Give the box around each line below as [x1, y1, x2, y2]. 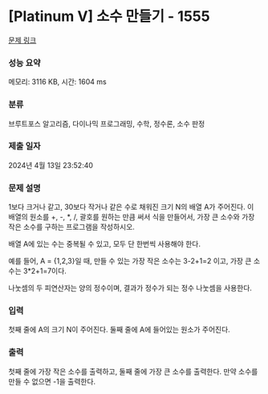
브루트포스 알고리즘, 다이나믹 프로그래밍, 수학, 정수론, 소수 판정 [8, 119, 205, 128]
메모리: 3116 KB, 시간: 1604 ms [8, 77, 107, 86]
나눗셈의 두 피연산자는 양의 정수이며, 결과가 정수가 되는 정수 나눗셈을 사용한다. [8, 283, 253, 293]
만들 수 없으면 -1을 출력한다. [8, 376, 96, 386]
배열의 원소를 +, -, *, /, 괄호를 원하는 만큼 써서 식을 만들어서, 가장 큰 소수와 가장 [8, 212, 255, 222]
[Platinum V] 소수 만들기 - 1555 [8, 7, 210, 26]
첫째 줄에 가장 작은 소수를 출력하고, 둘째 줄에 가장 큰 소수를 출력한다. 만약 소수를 [8, 366, 258, 376]
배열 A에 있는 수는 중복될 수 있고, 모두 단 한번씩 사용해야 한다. [8, 239, 201, 249]
